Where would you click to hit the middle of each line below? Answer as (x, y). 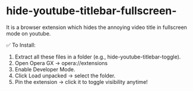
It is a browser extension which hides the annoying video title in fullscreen (96, 27)
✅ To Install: (21, 45)
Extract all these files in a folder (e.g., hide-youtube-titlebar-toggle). (98, 57)
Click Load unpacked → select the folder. (65, 76)
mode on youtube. (29, 33)
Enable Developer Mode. (45, 69)
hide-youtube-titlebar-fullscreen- (91, 11)
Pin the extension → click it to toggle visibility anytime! (81, 82)
